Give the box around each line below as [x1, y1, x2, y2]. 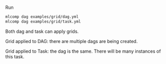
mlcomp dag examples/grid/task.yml [5, 19, 81, 24]
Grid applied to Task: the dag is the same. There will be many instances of [5, 48, 161, 54]
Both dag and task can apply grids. [5, 28, 79, 34]
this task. [5, 53, 25, 59]
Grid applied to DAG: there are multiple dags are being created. [5, 38, 138, 44]
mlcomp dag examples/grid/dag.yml [5, 14, 79, 19]
